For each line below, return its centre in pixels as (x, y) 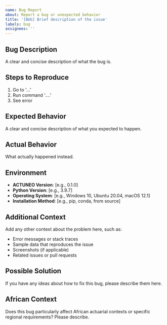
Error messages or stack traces (45, 239)
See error (23, 100)
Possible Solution (33, 271)
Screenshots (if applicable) (41, 250)
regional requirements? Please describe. (47, 317)
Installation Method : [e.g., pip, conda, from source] (66, 201)
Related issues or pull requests (45, 255)
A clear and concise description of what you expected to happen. (73, 129)
